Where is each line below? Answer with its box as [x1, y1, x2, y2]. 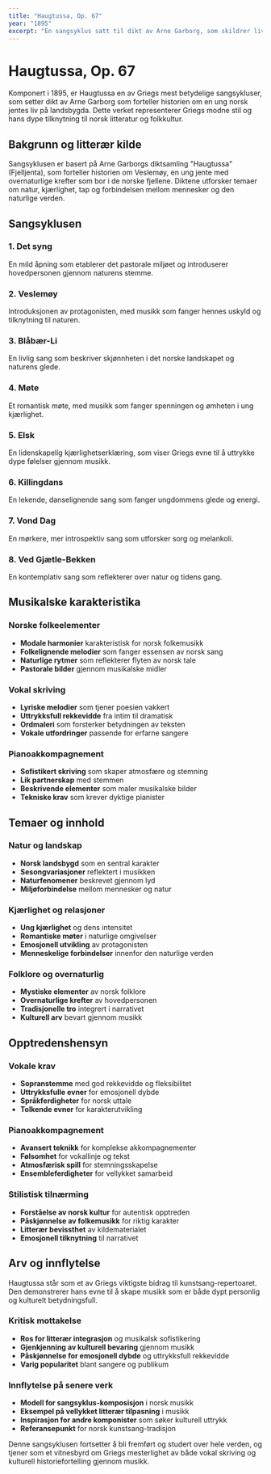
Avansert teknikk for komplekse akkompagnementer [19, 1143, 197, 1152]
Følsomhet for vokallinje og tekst [19, 1152, 131, 1161]
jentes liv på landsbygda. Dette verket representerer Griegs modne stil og [8, 106, 252, 116]
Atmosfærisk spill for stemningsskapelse [19, 1160, 159, 1170]
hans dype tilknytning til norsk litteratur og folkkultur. [8, 114, 184, 124]
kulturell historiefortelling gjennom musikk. [8, 1456, 150, 1467]
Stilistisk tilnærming [8, 1189, 89, 1200]
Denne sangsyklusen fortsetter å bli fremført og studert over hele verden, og [8, 1439, 263, 1449]
